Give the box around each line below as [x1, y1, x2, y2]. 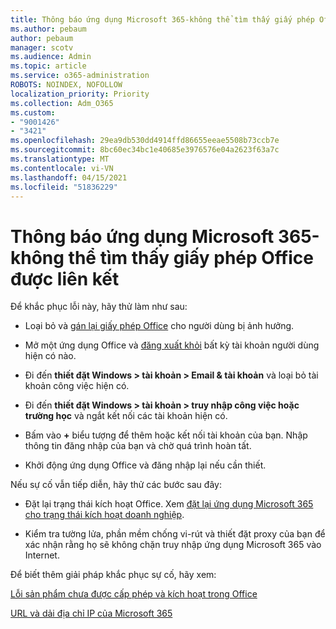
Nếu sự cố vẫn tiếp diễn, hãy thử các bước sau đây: [10, 479, 222, 491]
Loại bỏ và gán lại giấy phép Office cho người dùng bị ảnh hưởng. [24, 320, 295, 332]
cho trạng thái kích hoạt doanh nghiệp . [24, 509, 185, 521]
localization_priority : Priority [10, 89, 150, 99]
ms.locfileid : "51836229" [10, 182, 118, 192]
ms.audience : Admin [10, 52, 92, 62]
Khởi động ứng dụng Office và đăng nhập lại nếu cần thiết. [24, 459, 267, 471]
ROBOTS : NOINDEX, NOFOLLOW [10, 80, 123, 90]
